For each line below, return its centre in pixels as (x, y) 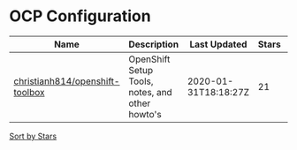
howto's (145, 114)
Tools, (141, 81)
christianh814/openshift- (67, 81)
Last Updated (218, 44)
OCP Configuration (80, 16)
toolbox (29, 92)
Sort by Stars (33, 136)
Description (153, 44)
